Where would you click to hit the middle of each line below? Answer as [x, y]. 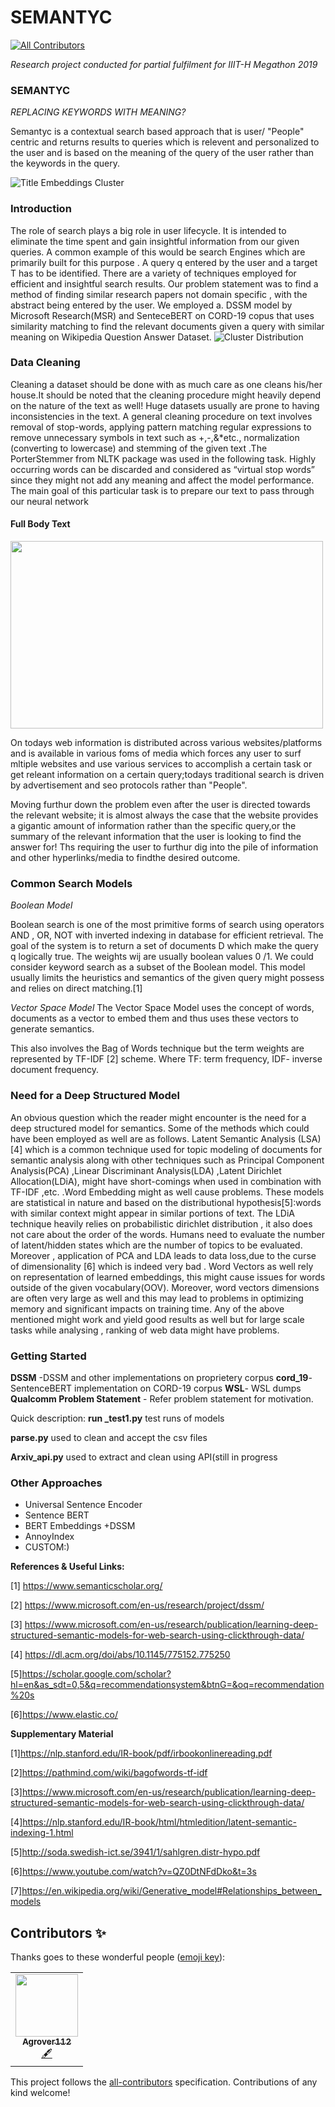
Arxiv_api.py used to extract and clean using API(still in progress [144, 1457]
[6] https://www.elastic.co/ [64, 1715]
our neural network [50, 501]
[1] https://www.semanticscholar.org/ [86, 1586]
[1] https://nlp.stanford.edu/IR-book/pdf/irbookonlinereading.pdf [141, 1753]
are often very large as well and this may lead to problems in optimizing [157, 1298]
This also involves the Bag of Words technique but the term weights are [157, 1048]
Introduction [41, 209]
